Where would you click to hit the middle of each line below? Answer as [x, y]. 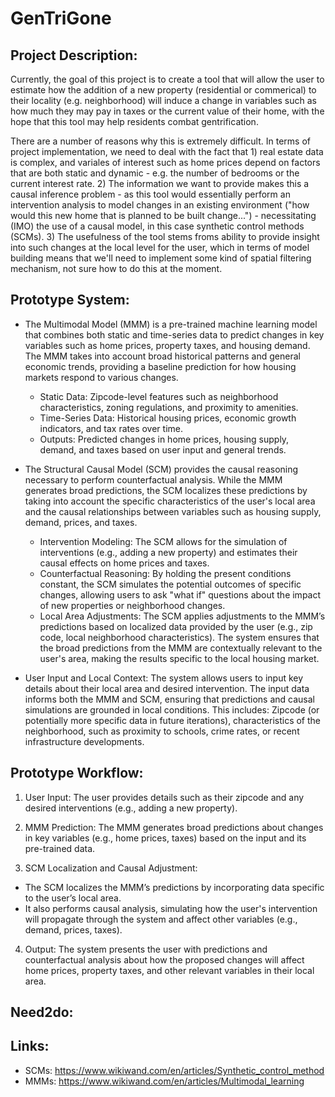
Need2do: [42, 1012]
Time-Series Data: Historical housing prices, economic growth [168, 418]
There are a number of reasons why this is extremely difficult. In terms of [160, 141]
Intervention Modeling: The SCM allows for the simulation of [163, 541]
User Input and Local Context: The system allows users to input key [164, 678]
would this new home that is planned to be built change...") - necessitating [163, 215]
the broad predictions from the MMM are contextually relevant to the [181, 648]
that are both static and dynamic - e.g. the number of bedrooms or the [155, 173]
